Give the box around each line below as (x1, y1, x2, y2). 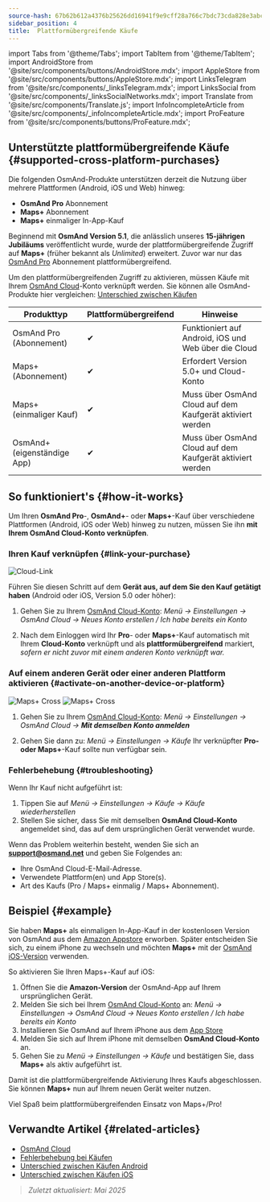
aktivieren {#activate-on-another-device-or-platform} (8, 678, 225, 689)
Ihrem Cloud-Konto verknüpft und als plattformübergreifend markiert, (19, 639, 255, 649)
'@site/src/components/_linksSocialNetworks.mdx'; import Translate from (8, 92, 253, 101)
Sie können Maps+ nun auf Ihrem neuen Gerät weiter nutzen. (8, 1084, 211, 1093)
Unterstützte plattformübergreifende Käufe (8, 140, 230, 154)
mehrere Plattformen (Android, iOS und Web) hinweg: (8, 183, 186, 193)
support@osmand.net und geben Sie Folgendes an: (8, 848, 182, 857)
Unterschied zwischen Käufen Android (19, 1161, 149, 1171)
